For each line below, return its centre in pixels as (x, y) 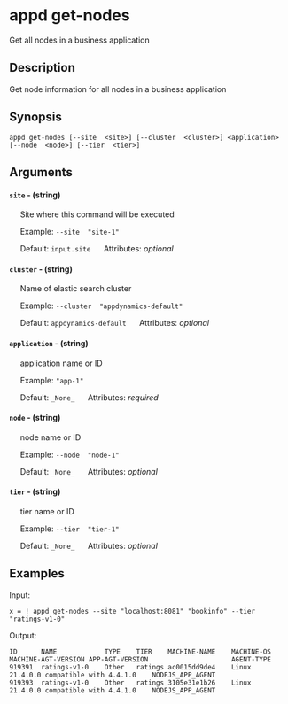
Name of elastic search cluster (76, 289)
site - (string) (35, 195)
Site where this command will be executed (97, 214)
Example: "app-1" (52, 380)
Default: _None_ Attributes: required (90, 397)
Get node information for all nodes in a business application (118, 89)
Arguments (41, 172)
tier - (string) (35, 491)
